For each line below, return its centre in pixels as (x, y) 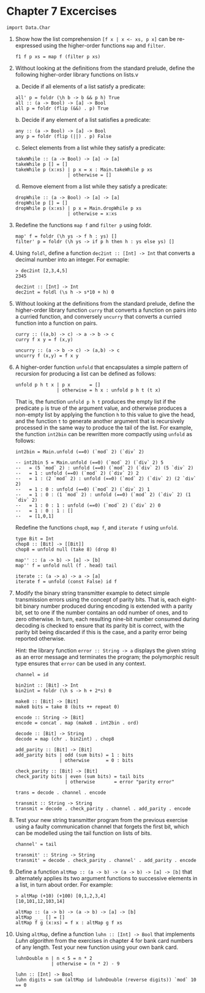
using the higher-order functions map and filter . (104, 45)
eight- (189, 599)
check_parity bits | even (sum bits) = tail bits (80, 776)
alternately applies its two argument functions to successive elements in (106, 878)
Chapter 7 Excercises (62, 11)
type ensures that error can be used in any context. (80, 663)
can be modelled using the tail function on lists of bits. (83, 833)
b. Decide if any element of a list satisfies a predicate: (83, 119)
